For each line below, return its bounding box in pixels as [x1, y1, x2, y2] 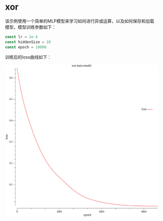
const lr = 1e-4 [5, 34, 38, 39]
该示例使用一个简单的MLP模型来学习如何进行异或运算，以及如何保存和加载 [5, 18, 154, 24]
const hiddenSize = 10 [5, 39, 51, 45]
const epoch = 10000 [5, 45, 47, 49]
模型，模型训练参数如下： [5, 24, 56, 30]
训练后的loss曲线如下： [5, 54, 52, 60]
